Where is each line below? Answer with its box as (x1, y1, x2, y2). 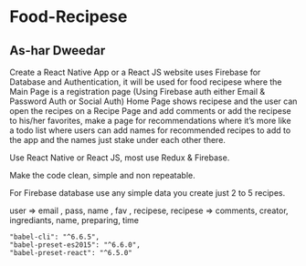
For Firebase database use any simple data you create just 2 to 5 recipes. (9, 188, 286, 198)
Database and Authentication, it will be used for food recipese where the (9, 77, 282, 87)
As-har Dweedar (9, 43, 106, 58)
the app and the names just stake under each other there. (9, 135, 227, 145)
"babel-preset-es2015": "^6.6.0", (9, 240, 142, 250)
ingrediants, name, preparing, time (9, 215, 140, 225)
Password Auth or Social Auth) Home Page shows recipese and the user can (9, 96, 298, 107)
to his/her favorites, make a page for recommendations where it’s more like (9, 116, 291, 126)
